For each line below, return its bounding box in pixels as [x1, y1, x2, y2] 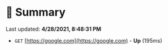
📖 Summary [5, 5, 66, 19]
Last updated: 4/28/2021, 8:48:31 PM [5, 25, 102, 33]
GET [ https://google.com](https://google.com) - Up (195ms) [14, 37, 163, 44]
